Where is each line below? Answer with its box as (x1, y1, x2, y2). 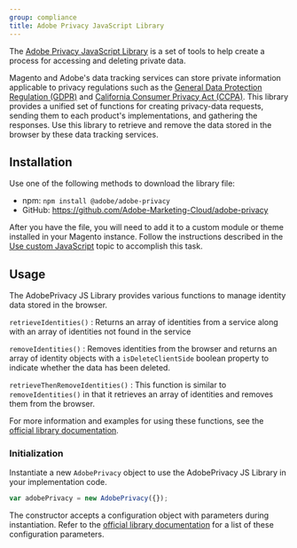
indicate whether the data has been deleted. (9, 362, 171, 373)
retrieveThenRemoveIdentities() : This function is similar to (9, 379, 227, 391)
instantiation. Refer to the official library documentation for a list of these (9, 520, 275, 530)
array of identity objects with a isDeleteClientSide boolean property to (9, 353, 270, 364)
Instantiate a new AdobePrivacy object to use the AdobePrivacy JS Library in (9, 467, 286, 478)
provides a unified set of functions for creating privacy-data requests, (9, 100, 264, 111)
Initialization (9, 448, 64, 460)
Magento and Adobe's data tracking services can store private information (9, 72, 282, 83)
